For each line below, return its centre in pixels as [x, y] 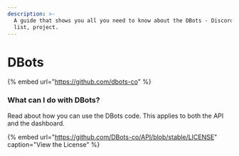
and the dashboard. [36, 123]
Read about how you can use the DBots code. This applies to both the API [116, 116]
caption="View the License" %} [54, 144]
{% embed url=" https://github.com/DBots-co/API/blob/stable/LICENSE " [112, 137]
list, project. [36, 27]
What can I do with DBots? [54, 100]
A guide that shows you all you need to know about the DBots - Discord [124, 21]
